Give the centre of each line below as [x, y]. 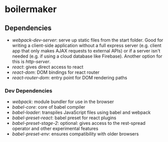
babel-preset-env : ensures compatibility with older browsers [75, 134]
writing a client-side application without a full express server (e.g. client [87, 45]
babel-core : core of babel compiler [49, 107]
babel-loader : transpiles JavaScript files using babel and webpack [81, 113]
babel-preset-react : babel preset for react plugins [64, 118]
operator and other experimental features [55, 129]
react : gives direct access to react [48, 67]
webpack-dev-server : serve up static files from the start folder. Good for [88, 40]
